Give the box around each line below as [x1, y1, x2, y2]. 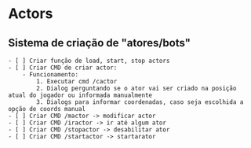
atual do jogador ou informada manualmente [8, 91, 153, 99]
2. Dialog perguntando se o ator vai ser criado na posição [36, 84, 237, 92]
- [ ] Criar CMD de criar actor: [8, 64, 118, 72]
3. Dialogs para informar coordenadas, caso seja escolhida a [36, 98, 244, 106]
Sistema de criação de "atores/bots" [8, 36, 191, 50]
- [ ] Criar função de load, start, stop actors [8, 57, 170, 65]
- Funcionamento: [22, 71, 79, 79]
